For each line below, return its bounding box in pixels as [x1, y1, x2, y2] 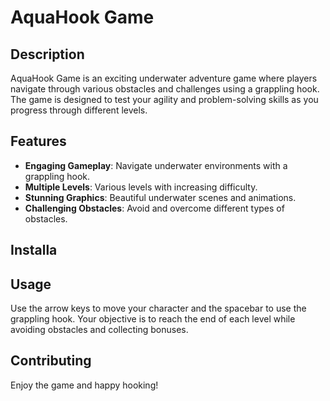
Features [10, 133, 67, 150]
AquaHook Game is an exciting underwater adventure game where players [10, 72, 318, 84]
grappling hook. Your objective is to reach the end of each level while [10, 313, 296, 325]
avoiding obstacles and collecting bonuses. [10, 324, 189, 336]
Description [10, 46, 85, 63]
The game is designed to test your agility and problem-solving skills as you [10, 94, 319, 105]
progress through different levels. [10, 104, 148, 116]
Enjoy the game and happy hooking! [10, 379, 159, 391]
